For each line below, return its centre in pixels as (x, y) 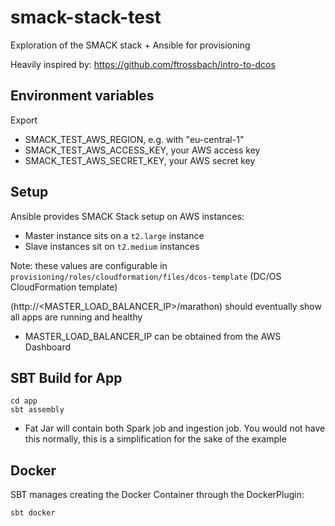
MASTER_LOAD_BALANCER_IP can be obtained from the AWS (153, 336)
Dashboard (48, 347)
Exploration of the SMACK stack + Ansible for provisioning (130, 45)
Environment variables (82, 96)
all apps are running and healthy (76, 317)
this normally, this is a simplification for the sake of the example (155, 439)
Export (24, 120)
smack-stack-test (86, 17)
